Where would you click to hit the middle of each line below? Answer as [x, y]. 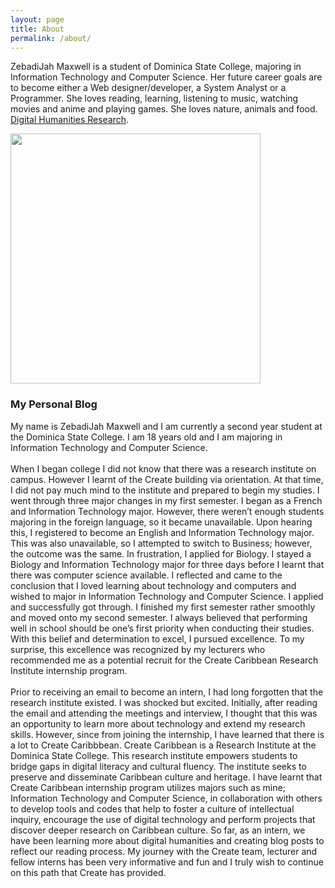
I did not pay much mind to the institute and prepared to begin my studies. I [165, 490]
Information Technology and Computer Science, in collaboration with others [166, 798]
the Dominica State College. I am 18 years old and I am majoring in [146, 437]
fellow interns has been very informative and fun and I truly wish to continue [167, 862]
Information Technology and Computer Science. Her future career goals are [166, 77]
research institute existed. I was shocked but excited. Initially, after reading [164, 702]
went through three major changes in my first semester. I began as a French [166, 500]
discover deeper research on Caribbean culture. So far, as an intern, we [158, 830]
